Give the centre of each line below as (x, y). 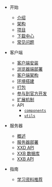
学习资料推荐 (30, 179)
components (35, 111)
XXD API (26, 148)
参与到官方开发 (32, 93)
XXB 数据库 (28, 153)
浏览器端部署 (30, 69)
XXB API (25, 159)
